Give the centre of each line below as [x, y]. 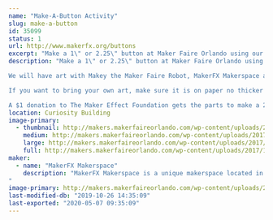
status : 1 [25, 39]
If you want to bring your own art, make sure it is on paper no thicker [136, 90]
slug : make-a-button [43, 24]
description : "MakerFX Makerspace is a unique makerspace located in [143, 173]
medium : [36, 136]
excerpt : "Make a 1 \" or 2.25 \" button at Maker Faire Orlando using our [136, 54]
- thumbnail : [38, 128]
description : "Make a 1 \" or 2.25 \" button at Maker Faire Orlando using [136, 62]
